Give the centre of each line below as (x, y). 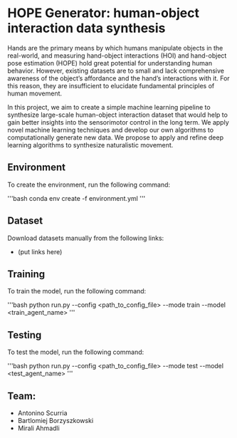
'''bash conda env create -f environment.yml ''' (77, 198)
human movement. (35, 93)
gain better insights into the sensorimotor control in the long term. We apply (118, 122)
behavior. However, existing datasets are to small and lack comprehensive (116, 71)
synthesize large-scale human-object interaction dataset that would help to (117, 115)
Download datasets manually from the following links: (86, 238)
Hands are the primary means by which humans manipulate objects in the (115, 48)
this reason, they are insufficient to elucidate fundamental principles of (111, 85)
